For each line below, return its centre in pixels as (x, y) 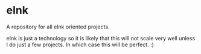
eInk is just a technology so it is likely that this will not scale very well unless (101, 38)
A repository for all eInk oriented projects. (58, 27)
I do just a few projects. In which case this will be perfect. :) (80, 45)
